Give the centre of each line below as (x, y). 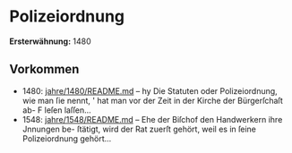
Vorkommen (44, 69)
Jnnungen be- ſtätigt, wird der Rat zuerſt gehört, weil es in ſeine (139, 129)
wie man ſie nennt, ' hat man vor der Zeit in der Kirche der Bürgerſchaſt (153, 100)
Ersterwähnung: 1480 (50, 41)
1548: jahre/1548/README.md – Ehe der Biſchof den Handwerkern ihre (152, 119)
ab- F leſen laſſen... (56, 110)
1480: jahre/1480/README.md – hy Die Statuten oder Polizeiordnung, (150, 90)
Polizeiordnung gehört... (67, 138)
